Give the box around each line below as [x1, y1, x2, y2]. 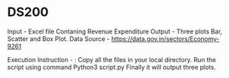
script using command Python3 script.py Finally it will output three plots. [7, 63, 216, 71]
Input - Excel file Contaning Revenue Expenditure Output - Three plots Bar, [7, 27, 223, 36]
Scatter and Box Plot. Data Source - [7, 34, 110, 42]
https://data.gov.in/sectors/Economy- [111, 34, 220, 42]
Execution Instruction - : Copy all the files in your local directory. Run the [7, 55, 216, 63]
